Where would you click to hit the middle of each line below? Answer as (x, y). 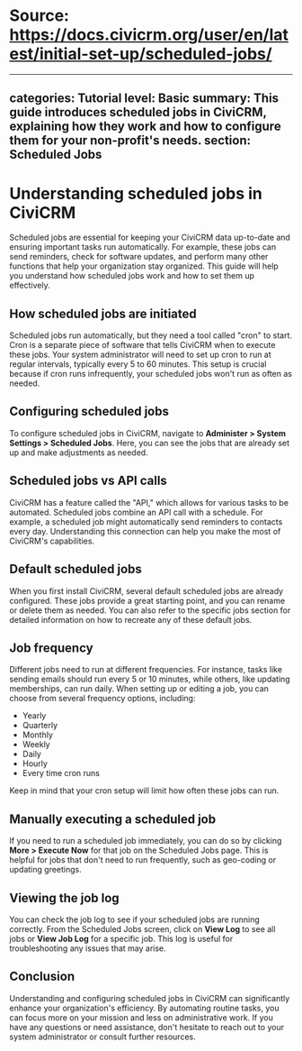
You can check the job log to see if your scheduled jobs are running (135, 919)
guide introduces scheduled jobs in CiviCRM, (138, 112)
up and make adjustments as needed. (79, 452)
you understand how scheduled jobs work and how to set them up (132, 276)
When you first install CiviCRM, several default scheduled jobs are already (147, 590)
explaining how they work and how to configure (145, 127)
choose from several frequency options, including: (102, 699)
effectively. (30, 286)
